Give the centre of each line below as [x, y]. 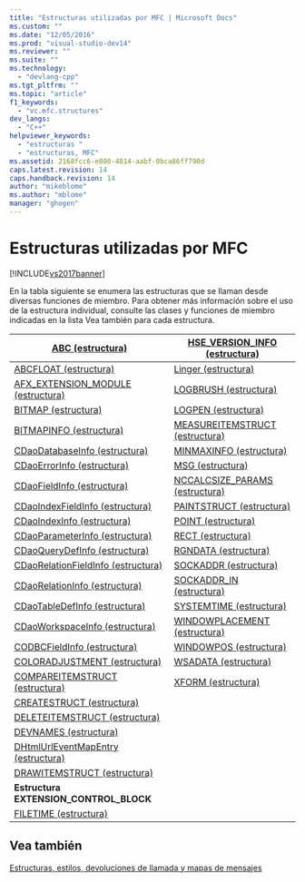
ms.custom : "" [36, 26]
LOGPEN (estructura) [219, 409]
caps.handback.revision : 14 [63, 178]
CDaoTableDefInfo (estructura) [80, 606]
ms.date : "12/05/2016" [52, 34]
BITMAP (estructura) [58, 409]
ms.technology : [38, 69]
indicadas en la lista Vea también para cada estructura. [112, 319]
